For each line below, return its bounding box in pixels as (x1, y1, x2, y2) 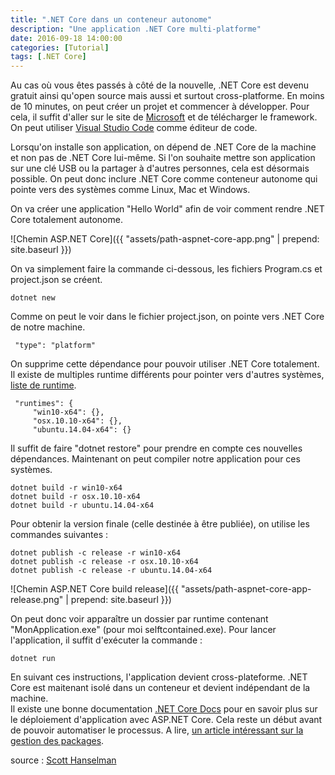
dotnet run (10, 654, 56, 664)
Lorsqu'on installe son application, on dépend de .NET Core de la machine (10, 141, 317, 153)
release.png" (10, 594, 64, 606)
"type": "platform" (14, 341, 97, 351)
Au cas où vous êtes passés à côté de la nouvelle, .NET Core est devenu (10, 79, 310, 91)
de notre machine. (10, 321, 86, 333)
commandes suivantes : (10, 529, 109, 541)
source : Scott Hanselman (10, 754, 117, 766)
